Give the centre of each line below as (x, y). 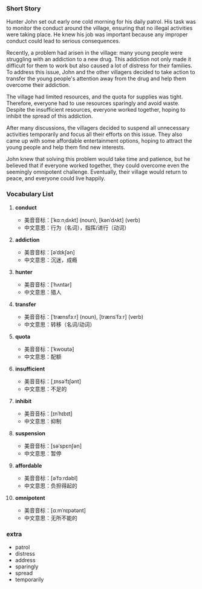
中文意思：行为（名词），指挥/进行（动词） (77, 227)
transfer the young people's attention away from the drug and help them (96, 79)
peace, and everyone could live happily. (56, 179)
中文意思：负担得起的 (50, 485)
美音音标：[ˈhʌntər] (48, 284)
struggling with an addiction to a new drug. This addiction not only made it (99, 60)
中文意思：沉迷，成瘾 (50, 260)
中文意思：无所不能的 (50, 518)
